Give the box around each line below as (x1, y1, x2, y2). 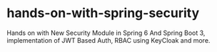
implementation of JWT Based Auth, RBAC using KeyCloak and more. (6, 36, 211, 44)
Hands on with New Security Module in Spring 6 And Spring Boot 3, (6, 28, 206, 37)
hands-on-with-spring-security (6, 5, 200, 21)
